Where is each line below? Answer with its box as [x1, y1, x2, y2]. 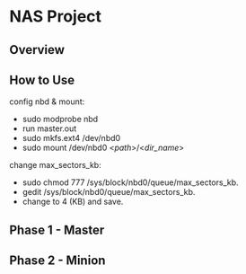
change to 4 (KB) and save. [22, 196, 124, 208]
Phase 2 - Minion [9, 253, 106, 269]
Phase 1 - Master [9, 222, 105, 237]
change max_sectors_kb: [9, 160, 101, 171]
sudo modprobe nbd [22, 114, 99, 125]
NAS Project [9, 6, 101, 27]
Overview [9, 42, 66, 57]
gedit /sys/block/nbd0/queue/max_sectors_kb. [22, 187, 196, 198]
